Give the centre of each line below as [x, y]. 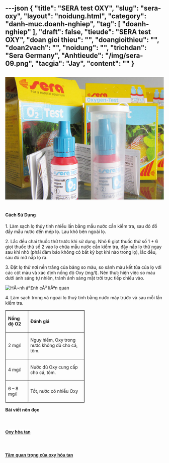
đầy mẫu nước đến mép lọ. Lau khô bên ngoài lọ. [56, 231]
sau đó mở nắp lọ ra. [26, 258]
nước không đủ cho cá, [54, 345]
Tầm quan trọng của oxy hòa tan [39, 455]
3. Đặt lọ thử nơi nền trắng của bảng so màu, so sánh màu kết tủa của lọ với [83, 267]
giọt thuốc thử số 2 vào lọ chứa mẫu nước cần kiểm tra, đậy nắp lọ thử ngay [83, 247]
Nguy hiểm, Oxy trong [53, 340]
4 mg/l [15, 370]
